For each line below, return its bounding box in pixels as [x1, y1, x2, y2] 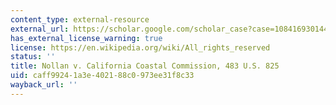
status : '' [10, 52, 56, 62]
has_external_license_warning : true [10, 33, 163, 43]
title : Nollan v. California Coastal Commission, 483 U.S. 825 [10, 61, 280, 71]
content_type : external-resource [10, 14, 150, 25]
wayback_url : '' [10, 80, 78, 90]
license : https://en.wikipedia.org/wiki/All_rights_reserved [10, 42, 271, 53]
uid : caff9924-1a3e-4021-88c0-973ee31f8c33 [10, 71, 195, 81]
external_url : [10, 24, 70, 34]
